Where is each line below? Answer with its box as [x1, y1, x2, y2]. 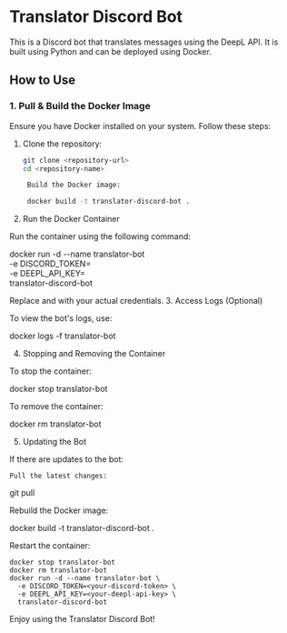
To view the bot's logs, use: [9, 313, 113, 324]
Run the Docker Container [22, 214, 120, 225]
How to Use [9, 73, 76, 88]
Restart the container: [9, 540, 91, 551]
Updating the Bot [22, 437, 87, 447]
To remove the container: [9, 401, 104, 412]
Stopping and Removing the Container [22, 348, 166, 359]
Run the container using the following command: [9, 231, 191, 242]
